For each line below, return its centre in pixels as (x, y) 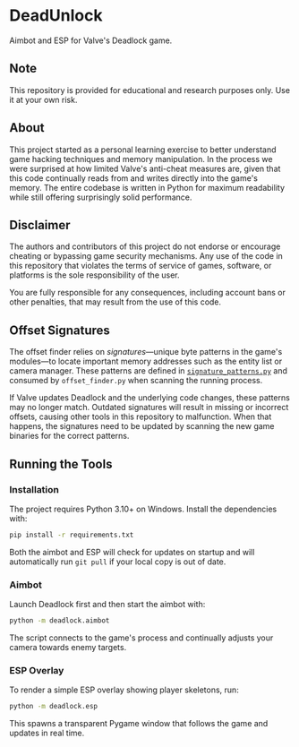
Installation (34, 489)
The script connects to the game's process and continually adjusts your (141, 638)
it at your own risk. (43, 99)
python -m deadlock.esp (54, 707)
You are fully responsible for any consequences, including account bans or (148, 293)
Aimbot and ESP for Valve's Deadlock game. (91, 40)
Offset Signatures (60, 330)
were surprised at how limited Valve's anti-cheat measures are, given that (145, 168)
